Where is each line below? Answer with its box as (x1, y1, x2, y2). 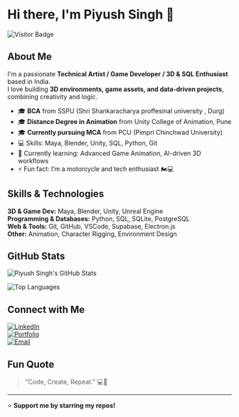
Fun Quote (7, 358, 55, 370)
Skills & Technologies (7, 188, 105, 200)
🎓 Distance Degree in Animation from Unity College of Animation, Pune (17, 117, 232, 125)
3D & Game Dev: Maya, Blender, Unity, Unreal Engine (7, 207, 164, 215)
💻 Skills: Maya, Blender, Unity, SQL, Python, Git (17, 138, 158, 147)
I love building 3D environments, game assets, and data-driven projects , (7, 85, 224, 93)
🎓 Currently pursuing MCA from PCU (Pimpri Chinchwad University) (17, 128, 223, 136)
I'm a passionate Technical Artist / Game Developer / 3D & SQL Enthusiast (7, 69, 228, 78)
